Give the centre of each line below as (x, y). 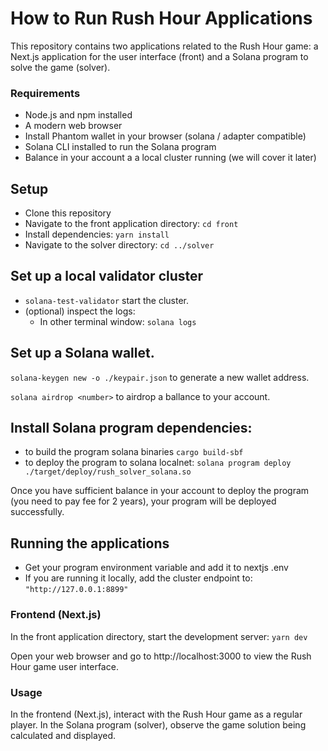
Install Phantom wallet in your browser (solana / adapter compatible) (165, 136)
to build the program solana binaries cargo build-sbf (134, 452)
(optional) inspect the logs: (80, 311)
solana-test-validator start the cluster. (107, 300)
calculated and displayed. (63, 735)
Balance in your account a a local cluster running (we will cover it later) (170, 158)
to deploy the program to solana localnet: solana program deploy (158, 463)
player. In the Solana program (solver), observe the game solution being (158, 724)
